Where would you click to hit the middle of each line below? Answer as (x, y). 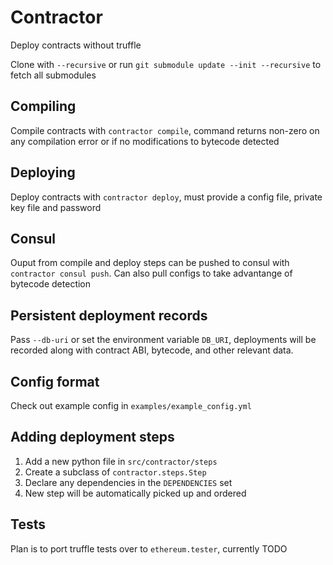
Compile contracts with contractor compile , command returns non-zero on (165, 130)
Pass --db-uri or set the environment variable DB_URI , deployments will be (163, 340)
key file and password (56, 207)
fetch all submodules (53, 75)
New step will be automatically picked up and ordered (135, 493)
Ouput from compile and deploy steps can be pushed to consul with (150, 263)
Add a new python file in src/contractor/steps (121, 461)
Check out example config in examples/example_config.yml (131, 405)
